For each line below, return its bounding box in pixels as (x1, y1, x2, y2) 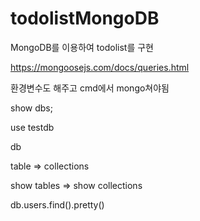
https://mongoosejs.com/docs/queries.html (10, 61, 190, 73)
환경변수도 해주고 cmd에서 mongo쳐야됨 (10, 82, 170, 94)
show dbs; (10, 102, 53, 114)
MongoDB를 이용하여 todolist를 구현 (10, 41, 154, 53)
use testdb (10, 121, 55, 133)
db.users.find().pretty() (10, 198, 105, 211)
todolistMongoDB (10, 7, 160, 30)
